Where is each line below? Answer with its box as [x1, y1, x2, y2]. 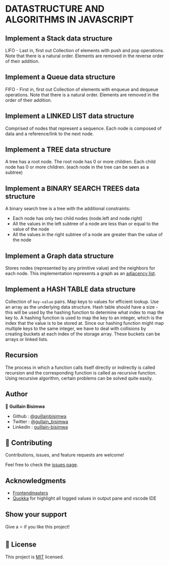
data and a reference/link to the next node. [5, 130, 94, 137]
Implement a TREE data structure [5, 145, 111, 154]
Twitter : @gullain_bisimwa [12, 419, 69, 425]
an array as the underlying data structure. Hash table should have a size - [5, 304, 158, 310]
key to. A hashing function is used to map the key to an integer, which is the [5, 315, 162, 321]
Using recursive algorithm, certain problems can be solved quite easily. [5, 375, 153, 381]
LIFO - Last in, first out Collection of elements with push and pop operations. [5, 48, 164, 53]
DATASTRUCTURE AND [5, 3, 105, 15]
